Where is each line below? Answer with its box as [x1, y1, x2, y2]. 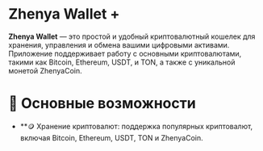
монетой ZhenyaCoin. [8, 65, 82, 75]
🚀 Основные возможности [8, 94, 196, 113]
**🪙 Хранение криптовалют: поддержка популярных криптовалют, [19, 121, 253, 131]
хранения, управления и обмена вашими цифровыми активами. [8, 40, 230, 49]
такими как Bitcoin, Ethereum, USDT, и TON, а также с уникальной [8, 57, 236, 67]
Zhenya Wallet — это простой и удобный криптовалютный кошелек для [8, 31, 256, 41]
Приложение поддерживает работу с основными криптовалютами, [8, 48, 242, 58]
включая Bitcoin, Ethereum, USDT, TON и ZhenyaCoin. [19, 132, 203, 142]
